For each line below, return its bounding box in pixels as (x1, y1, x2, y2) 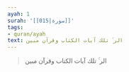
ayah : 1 (7, 10, 30, 18)
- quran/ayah (7, 30, 46, 38)
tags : (7, 24, 23, 31)
